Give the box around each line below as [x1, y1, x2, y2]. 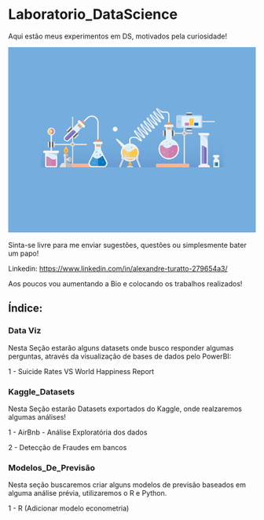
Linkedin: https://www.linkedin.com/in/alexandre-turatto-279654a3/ [8, 264, 228, 273]
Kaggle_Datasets [8, 386, 75, 397]
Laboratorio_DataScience [8, 5, 178, 24]
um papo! [8, 249, 39, 258]
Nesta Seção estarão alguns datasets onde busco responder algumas [8, 343, 234, 352]
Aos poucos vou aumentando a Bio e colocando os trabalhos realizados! [8, 278, 243, 288]
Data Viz [8, 325, 42, 336]
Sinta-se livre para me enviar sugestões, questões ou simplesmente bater [8, 240, 247, 249]
